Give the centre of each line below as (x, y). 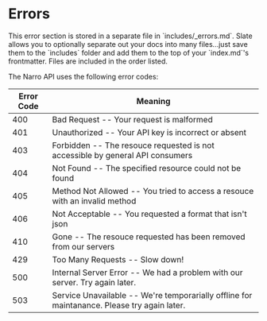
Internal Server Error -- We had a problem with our (148, 273)
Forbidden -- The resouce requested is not (133, 145)
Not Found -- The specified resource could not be (147, 168)
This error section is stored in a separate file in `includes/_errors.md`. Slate (130, 36)
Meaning (153, 101)
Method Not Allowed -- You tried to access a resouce (153, 191)
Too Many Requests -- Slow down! (118, 259)
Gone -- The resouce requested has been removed (149, 237)
